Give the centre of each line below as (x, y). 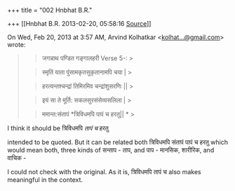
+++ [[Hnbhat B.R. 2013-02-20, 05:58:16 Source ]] (79, 23)
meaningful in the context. (45, 180)
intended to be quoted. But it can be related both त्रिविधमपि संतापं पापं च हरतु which (117, 142)
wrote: (16, 44)
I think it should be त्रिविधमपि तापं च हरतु (58, 128)
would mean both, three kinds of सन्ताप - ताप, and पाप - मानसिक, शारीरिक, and (111, 150)
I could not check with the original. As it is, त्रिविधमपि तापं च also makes (104, 172)
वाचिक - (17, 158)
